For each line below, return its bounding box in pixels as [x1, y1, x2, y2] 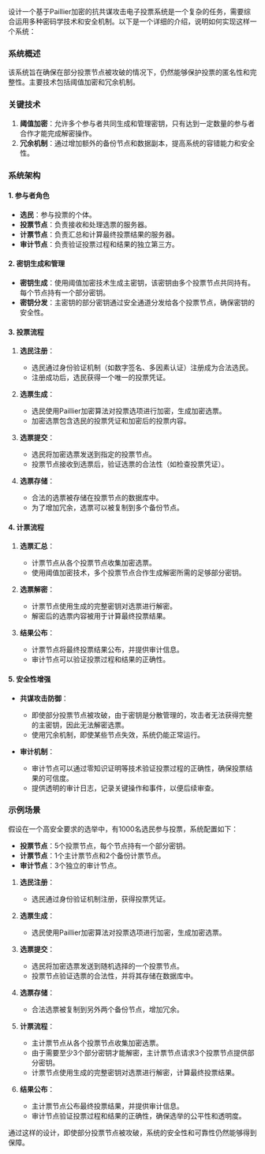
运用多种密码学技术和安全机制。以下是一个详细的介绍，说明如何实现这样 [14, 17, 250, 26]
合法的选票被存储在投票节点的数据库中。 [31, 493, 163, 502]
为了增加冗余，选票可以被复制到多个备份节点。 [31, 503, 184, 513]
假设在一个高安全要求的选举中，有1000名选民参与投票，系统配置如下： [8, 823, 239, 834]
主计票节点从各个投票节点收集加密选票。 [31, 1038, 163, 1048]
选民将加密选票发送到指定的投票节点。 [31, 450, 156, 459]
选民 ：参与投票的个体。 [19, 210, 96, 219]
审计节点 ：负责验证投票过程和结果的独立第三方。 [19, 239, 179, 248]
